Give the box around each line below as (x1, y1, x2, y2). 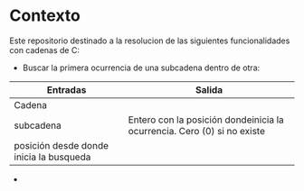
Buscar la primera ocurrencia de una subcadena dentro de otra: (22, 62, 261, 73)
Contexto (9, 5, 81, 26)
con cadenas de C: (9, 44, 80, 55)
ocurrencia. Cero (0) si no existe (128, 124, 265, 137)
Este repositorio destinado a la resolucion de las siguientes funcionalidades (9, 35, 290, 46)
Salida (195, 83, 223, 95)
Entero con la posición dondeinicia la (128, 114, 285, 126)
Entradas (46, 83, 87, 95)
